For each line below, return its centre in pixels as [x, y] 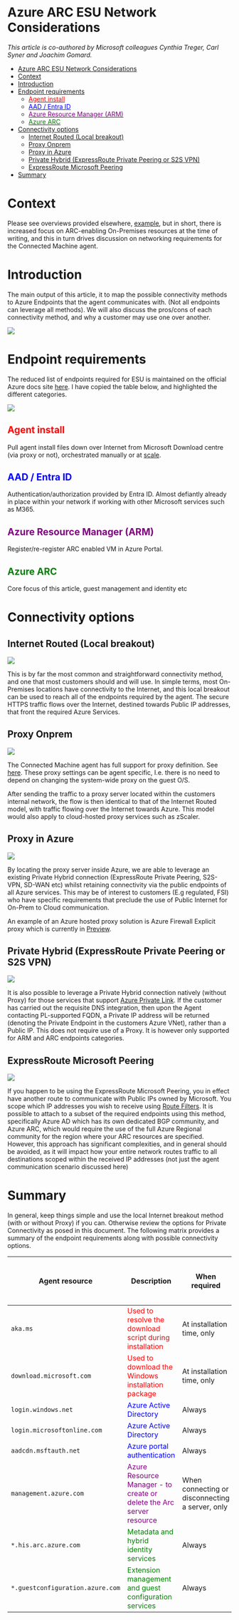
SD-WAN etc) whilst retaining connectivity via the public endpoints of [125, 884]
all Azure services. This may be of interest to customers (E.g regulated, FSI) [118, 892]
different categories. [37, 394]
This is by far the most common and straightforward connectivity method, [115, 674]
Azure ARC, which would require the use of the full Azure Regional [105, 1129]
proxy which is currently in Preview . [59, 929]
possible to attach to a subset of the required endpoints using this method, [117, 1114]
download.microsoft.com [51, 1376]
